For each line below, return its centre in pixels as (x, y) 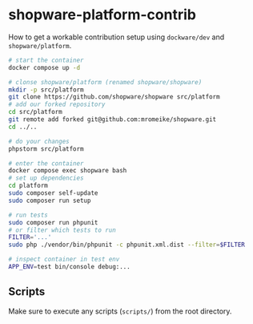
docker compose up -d (44, 67)
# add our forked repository (57, 105)
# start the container (46, 60)
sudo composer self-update (53, 193)
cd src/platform (35, 112)
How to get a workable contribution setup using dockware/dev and (116, 37)
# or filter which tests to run (62, 230)
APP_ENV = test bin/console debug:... (69, 267)
